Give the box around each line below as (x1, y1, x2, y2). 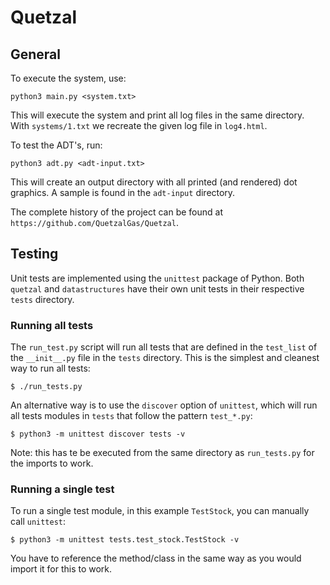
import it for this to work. (10, 563, 113, 575)
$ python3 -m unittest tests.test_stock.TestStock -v (10, 535, 240, 545)
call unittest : (10, 516, 67, 528)
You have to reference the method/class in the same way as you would (10, 552, 302, 565)
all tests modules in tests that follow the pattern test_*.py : (10, 410, 253, 422)
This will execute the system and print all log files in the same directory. (10, 109, 305, 121)
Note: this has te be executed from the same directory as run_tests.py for (10, 447, 315, 459)
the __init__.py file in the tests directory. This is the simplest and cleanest (10, 352, 320, 364)
